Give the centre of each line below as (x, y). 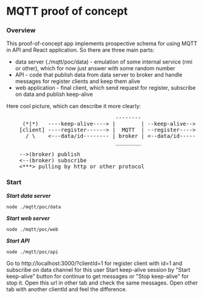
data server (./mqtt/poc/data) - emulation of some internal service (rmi (104, 62)
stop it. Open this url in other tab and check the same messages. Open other (102, 283)
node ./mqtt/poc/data (34, 207)
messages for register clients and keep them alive (78, 81)
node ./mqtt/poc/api (33, 252)
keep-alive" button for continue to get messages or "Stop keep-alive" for (97, 276)
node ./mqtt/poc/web (33, 229)
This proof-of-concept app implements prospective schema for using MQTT (102, 43)
